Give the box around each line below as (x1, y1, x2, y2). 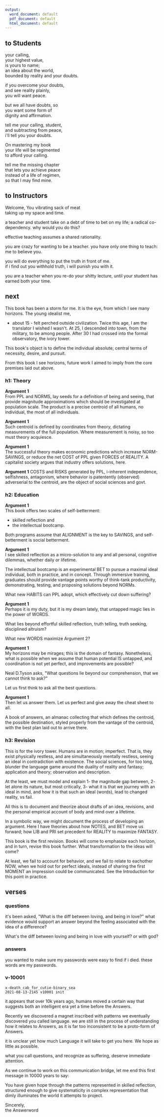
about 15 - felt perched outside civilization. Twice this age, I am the (12, 320, 147, 326)
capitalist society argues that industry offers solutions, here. (5, 459, 126, 465)
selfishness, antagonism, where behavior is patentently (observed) (5, 474, 140, 480)
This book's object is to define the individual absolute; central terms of (5, 345, 148, 351)
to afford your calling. (5, 152, 48, 158)
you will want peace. (5, 93, 47, 98)
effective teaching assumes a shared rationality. (5, 234, 102, 240)
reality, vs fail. (5, 794, 33, 800)
